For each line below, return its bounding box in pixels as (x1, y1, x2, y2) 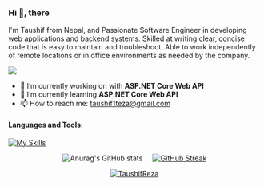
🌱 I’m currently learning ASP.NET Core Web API (19, 89, 178, 99)
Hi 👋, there (8, 7, 50, 18)
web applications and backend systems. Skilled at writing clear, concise (8, 34, 246, 43)
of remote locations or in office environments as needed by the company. (8, 51, 250, 61)
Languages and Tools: (8, 120, 84, 129)
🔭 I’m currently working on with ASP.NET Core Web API (19, 81, 204, 91)
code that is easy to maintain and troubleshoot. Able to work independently (8, 42, 256, 52)
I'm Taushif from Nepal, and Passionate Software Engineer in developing (8, 26, 247, 35)
